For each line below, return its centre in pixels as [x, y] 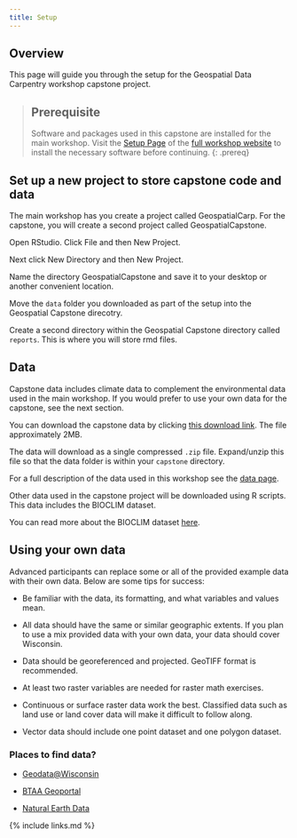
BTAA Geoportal [51, 791]
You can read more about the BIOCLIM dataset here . [105, 522]
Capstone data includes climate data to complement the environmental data [148, 388]
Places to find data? [53, 754]
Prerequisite [65, 112]
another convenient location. [62, 286]
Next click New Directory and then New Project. [97, 259]
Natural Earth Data [56, 808]
